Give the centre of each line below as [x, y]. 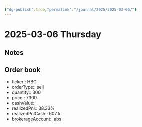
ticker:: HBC [24, 82]
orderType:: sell [28, 87]
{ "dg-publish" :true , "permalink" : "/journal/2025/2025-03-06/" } [71, 10]
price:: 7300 [24, 98]
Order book [23, 70]
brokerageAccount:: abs [37, 119]
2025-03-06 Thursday [53, 34]
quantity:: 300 [26, 92]
